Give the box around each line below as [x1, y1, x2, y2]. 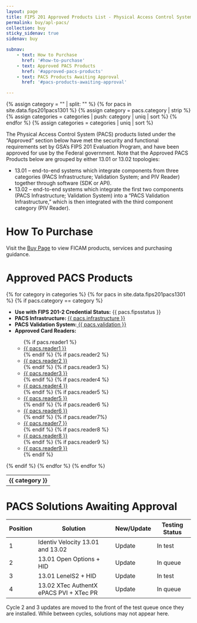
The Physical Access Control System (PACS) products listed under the [6, 130, 176, 138]
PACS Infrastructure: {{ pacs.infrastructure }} [14, 315, 125, 321]
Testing [161, 521, 184, 529]
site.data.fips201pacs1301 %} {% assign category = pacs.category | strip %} [6, 107, 191, 114]
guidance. [6, 251, 30, 258]
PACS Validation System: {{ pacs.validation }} [14, 321, 127, 328]
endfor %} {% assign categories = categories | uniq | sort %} [6, 119, 154, 126]
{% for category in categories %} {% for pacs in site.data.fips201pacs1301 [6, 291, 186, 297]
